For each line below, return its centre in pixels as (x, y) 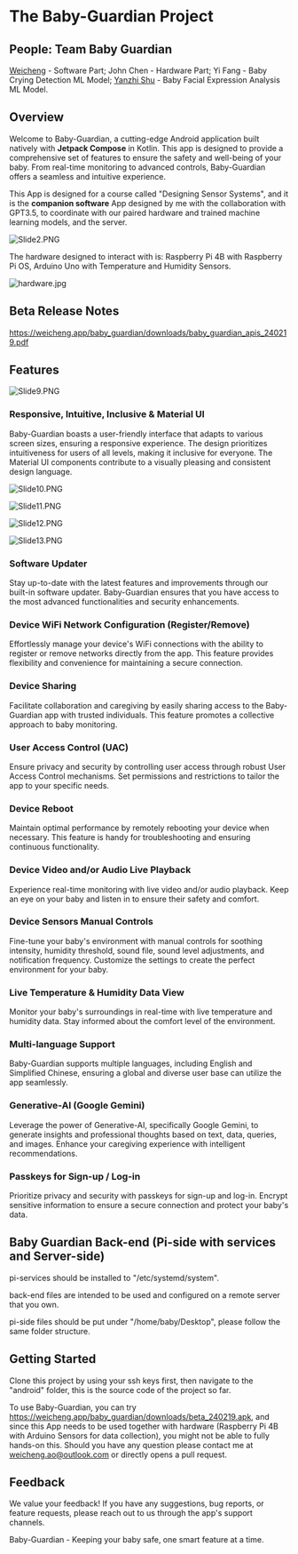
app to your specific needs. (59, 785)
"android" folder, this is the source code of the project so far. (120, 1390)
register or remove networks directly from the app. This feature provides (141, 653)
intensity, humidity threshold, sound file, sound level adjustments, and (137, 950)
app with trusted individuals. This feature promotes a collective (159, 715)
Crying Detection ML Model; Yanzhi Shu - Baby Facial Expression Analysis (145, 80)
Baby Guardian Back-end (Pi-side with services (143, 1242)
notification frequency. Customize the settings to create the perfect (132, 960)
